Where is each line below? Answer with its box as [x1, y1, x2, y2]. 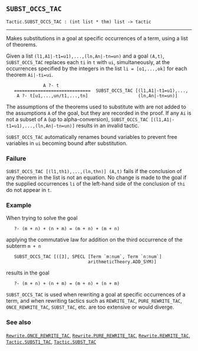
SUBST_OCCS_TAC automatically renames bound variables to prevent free [6, 133, 178, 140]
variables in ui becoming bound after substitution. [6, 140, 128, 147]
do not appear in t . [6, 187, 52, 194]
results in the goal [6, 269, 50, 276]
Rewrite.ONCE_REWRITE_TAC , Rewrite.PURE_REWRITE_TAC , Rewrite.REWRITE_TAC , [6, 332, 190, 339]
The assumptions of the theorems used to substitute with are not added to [6, 103, 187, 110]
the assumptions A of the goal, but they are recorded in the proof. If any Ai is [6, 109, 192, 117]
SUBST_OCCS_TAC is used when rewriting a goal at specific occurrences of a [6, 291, 186, 298]
